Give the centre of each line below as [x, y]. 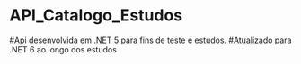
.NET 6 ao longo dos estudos [63, 49]
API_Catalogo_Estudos [96, 16]
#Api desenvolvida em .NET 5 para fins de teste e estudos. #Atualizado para [150, 40]
